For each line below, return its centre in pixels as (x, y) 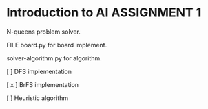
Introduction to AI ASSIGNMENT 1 (104, 13)
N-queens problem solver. (43, 32)
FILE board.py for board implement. (57, 45)
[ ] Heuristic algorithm (38, 98)
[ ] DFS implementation (39, 71)
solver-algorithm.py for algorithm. (54, 58)
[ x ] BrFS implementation (43, 84)
